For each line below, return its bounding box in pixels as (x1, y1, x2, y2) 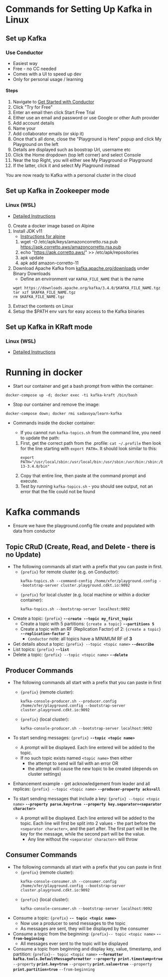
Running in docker (5, 366, 83, 378)
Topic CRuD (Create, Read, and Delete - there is (5, 542, 156, 551)
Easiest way (12, 60, 38, 66)
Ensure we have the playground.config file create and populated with (12, 523, 155, 529)
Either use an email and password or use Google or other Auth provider (12, 115, 160, 121)
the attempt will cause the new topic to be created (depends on (27, 766, 159, 772)
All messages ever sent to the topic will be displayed (20, 941, 129, 947)
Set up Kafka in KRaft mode (5, 323, 93, 331)
